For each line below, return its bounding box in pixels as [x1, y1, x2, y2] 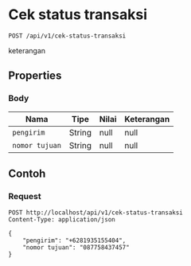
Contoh [8, 167, 46, 181]
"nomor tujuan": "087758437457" [22, 244, 130, 252]
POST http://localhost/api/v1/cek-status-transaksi [8, 209, 183, 217]
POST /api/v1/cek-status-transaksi [8, 32, 127, 40]
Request [8, 190, 41, 201]
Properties [8, 69, 62, 83]
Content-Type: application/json [8, 216, 115, 224]
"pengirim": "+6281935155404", [22, 237, 127, 244]
